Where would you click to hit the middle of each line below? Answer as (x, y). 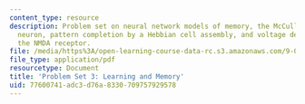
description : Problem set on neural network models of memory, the (140, 26)
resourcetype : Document (54, 69)
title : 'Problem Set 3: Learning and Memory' (97, 77)
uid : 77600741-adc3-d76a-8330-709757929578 (93, 85)
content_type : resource (54, 18)
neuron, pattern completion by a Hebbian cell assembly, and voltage (152, 34)
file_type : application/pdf (63, 60)
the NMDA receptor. (54, 43)
